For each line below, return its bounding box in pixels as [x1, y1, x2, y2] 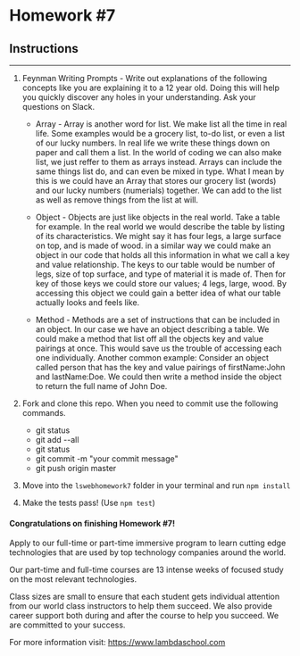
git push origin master [35, 463, 117, 473]
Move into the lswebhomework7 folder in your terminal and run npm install [21, 480, 291, 491]
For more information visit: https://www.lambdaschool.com [9, 637, 226, 648]
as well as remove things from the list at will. [35, 195, 199, 205]
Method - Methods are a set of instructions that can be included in [35, 314, 280, 325]
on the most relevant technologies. [9, 574, 137, 585]
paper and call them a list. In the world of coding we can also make [35, 147, 282, 157]
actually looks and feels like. [35, 297, 140, 308]
